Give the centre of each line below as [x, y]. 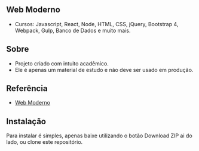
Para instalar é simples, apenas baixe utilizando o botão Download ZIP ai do [99, 136]
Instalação [26, 121]
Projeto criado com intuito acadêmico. [62, 63]
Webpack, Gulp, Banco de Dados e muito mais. [73, 30]
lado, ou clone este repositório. [45, 142]
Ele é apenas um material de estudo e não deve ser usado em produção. [104, 70]
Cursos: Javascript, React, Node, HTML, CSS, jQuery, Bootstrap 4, [97, 24]
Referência [27, 89]
